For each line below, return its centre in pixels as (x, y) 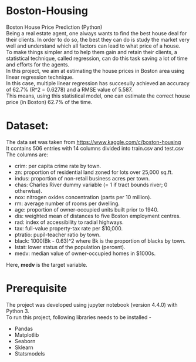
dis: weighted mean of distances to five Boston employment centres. (97, 216)
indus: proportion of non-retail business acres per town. (82, 178)
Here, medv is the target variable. (47, 264)
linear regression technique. (40, 77)
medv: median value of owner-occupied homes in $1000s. (85, 253)
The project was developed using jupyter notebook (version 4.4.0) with (92, 304)
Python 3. (18, 311)
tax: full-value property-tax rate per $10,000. (69, 228)
